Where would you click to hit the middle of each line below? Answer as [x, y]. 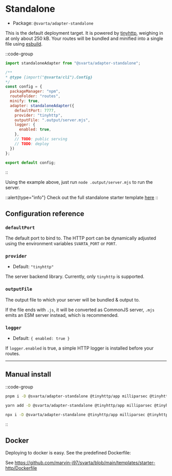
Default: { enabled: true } [41, 338]
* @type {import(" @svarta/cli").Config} [49, 77]
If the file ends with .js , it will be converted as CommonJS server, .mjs [80, 310]
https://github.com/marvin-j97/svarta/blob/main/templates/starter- [85, 463]
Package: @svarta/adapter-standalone [53, 23]
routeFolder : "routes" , [35, 96]
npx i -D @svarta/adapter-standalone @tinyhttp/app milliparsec [75, 415]
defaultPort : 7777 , [35, 111]
